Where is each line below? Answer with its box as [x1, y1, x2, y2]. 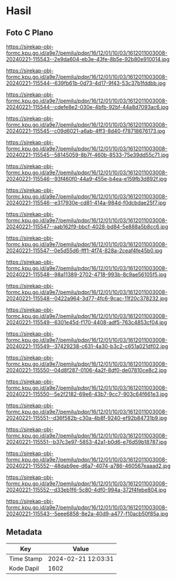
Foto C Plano [6, 28, 53, 38]
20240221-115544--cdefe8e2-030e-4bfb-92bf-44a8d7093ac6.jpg [6, 104, 169, 110]
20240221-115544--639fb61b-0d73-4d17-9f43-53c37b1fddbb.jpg [6, 79, 166, 87]
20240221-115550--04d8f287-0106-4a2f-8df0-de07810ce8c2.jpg [6, 367, 167, 373]
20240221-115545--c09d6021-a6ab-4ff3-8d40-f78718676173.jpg [6, 128, 165, 134]
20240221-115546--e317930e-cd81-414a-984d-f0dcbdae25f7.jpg [6, 199, 166, 206]
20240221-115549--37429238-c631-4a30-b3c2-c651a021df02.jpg [6, 343, 168, 350]
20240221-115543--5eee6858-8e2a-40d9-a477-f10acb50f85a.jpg [6, 511, 168, 517]
